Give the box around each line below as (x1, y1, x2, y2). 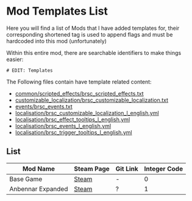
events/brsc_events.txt (15, 102, 73, 110)
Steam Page (74, 164, 110, 173)
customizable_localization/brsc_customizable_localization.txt (15, 96, 169, 104)
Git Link (115, 164, 138, 173)
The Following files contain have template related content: (6, 78, 152, 85)
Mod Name (22, 164, 55, 173)
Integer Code (144, 164, 183, 173)
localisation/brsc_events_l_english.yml (15, 122, 112, 129)
